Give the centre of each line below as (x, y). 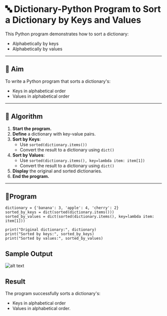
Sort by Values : (28, 155)
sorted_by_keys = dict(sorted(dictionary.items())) (60, 212)
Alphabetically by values (37, 49)
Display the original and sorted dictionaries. (57, 171)
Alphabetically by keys (35, 43)
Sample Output (29, 253)
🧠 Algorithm (24, 116)
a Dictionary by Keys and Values (73, 20)
